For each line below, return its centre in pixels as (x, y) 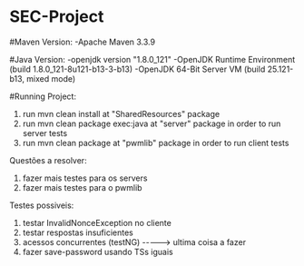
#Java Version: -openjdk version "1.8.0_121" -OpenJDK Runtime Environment (152, 59)
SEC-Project (57, 17)
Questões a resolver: (49, 160)
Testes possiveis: (42, 205)
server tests (45, 133)
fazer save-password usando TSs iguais (98, 251)
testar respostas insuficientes (78, 232)
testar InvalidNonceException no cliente (97, 222)
